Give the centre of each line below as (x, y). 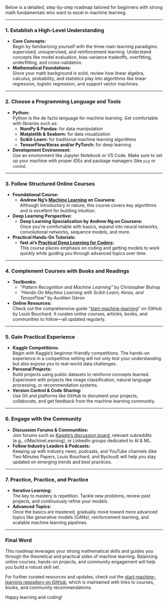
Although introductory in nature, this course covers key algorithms (88, 205)
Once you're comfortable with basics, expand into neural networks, (89, 226)
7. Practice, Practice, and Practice (47, 479)
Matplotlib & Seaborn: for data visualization (65, 134)
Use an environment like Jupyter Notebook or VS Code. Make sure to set (87, 155)
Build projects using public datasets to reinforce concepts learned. (81, 375)
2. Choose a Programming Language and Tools (63, 101)
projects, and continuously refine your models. (60, 501)
